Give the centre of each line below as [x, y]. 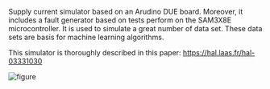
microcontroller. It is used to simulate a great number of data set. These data [135, 28]
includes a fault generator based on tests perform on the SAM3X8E [120, 20]
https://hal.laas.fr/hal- [219, 53]
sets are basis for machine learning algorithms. [86, 37]
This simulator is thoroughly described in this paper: [95, 53]
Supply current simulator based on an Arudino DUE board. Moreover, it [126, 12]
